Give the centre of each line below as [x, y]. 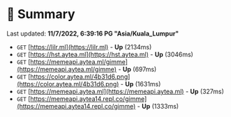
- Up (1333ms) [158, 106]
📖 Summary [41, 14]
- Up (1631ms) [141, 84]
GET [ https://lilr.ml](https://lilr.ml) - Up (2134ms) [84, 47]
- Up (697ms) [137, 69]
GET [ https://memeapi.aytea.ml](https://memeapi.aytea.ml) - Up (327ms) [120, 91]
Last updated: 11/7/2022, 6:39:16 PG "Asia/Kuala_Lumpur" [93, 33]
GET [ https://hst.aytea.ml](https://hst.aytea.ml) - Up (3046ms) [105, 54]
